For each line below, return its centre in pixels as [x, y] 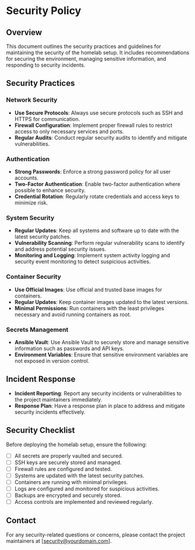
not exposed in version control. [52, 361]
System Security [30, 217]
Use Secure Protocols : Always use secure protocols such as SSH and [99, 113]
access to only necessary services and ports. [69, 131]
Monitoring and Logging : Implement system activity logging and [92, 255]
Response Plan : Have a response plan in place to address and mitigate [100, 406]
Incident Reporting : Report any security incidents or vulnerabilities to [98, 393]
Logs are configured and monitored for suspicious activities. [87, 489]
